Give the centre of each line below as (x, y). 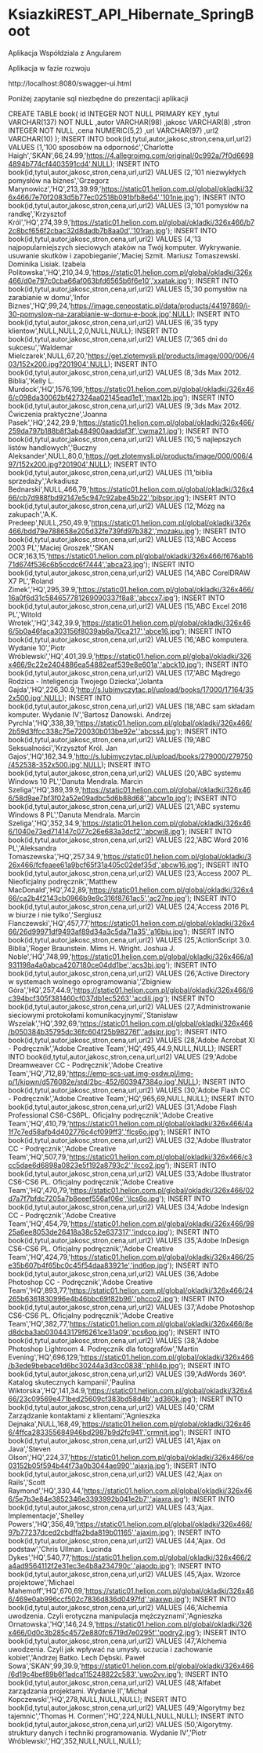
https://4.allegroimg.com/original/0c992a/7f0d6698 (170, 156)
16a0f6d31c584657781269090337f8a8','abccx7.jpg (91, 598)
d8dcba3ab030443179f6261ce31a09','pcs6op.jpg (88, 1332)
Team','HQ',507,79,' (39, 1157)
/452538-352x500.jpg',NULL (55, 764)
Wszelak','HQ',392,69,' (44, 1023)
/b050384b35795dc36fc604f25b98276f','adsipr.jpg (92, 1031)
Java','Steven (29, 1449)
